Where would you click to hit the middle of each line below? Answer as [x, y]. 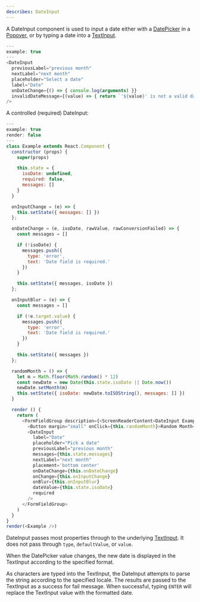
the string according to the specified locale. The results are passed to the [96, 580]
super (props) [33, 157]
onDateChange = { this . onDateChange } [75, 471]
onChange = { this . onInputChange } [71, 476]
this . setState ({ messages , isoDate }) [65, 284]
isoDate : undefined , [47, 174]
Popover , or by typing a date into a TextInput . [62, 35]
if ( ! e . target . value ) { [46, 316]
